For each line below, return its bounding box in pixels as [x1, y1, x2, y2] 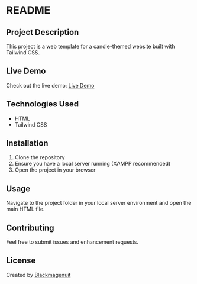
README [6, 4, 51, 17]
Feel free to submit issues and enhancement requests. [6, 238, 139, 246]
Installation [6, 138, 49, 149]
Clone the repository [14, 154, 65, 161]
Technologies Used [6, 99, 79, 109]
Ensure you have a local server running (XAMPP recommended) [14, 160, 171, 167]
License [6, 256, 36, 266]
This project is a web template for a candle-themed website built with [6, 43, 176, 50]
